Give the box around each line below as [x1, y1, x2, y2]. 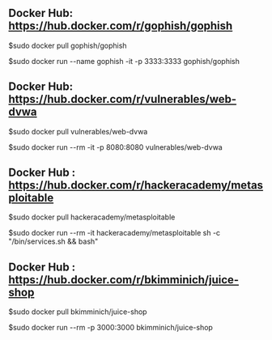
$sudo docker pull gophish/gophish [8, 40, 127, 50]
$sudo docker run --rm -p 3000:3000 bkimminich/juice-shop [8, 323, 213, 333]
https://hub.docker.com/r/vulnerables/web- [8, 92, 237, 106]
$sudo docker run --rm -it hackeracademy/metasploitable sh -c [8, 228, 221, 238]
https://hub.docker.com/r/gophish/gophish [8, 19, 233, 33]
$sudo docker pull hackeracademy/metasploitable [8, 212, 176, 222]
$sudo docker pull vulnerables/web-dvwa [8, 126, 148, 136]
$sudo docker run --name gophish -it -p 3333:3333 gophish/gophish [8, 56, 240, 66]
